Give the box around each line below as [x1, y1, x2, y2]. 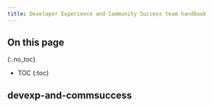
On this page [7, 37, 65, 49]
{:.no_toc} [7, 55, 36, 64]
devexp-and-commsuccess [7, 89, 133, 101]
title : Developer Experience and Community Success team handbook [7, 10, 207, 18]
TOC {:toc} [17, 68, 49, 78]
